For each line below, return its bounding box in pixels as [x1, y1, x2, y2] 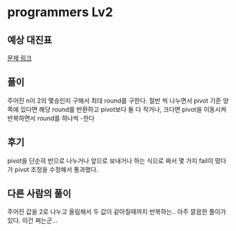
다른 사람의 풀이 [7, 187, 72, 200]
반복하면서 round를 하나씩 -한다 [7, 114, 95, 122]
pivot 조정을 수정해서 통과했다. [14, 165, 98, 173]
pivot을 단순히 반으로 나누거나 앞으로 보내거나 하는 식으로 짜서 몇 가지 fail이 [7, 156, 214, 165]
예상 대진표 [7, 34, 53, 46]
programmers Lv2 [7, 4, 114, 20]
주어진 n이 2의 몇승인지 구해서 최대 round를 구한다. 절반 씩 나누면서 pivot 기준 [7, 96, 221, 105]
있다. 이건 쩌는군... [7, 216, 58, 225]
